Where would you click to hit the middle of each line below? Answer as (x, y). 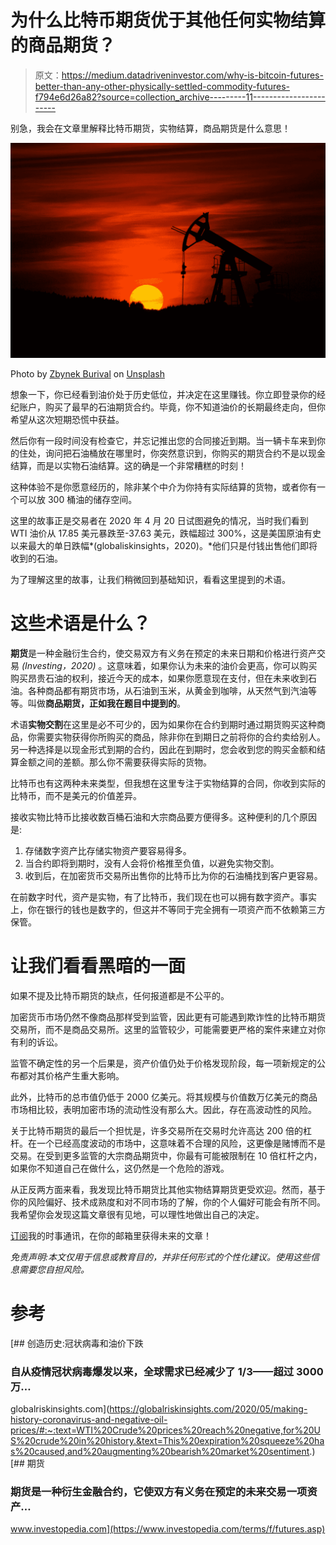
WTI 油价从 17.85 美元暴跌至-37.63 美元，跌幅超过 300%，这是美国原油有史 (166, 533)
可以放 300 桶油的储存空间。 (78, 499)
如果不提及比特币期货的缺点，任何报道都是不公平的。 (120, 995)
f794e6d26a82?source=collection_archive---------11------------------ (180, 97)
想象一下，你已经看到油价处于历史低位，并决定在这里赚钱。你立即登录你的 (163, 394)
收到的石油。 (36, 558)
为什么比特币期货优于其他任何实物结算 (168, 20)
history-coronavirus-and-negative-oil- (89, 1420)
